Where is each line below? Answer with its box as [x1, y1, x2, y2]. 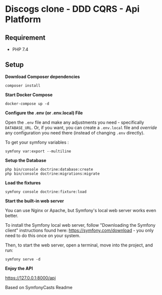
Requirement [5, 33, 46, 42]
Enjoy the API [5, 265, 33, 271]
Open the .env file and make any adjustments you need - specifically [5, 119, 144, 125]
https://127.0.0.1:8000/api [5, 275, 56, 281]
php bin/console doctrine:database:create [5, 167, 93, 172]
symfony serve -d [5, 257, 41, 262]
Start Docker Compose [5, 92, 53, 98]
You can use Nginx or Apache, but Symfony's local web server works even [5, 207, 156, 213]
